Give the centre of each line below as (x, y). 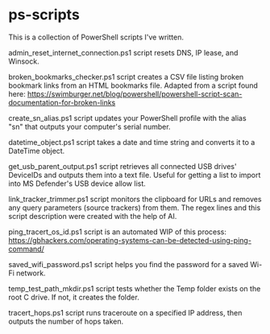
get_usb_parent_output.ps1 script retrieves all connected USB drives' (123, 166)
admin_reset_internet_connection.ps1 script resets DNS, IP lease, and (123, 52)
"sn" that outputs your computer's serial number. (89, 126)
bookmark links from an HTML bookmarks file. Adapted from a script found (133, 85)
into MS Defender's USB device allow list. (77, 183)
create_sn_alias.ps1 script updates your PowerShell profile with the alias (128, 118)
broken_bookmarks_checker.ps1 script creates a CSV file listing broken (126, 76)
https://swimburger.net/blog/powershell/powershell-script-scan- (135, 93)
